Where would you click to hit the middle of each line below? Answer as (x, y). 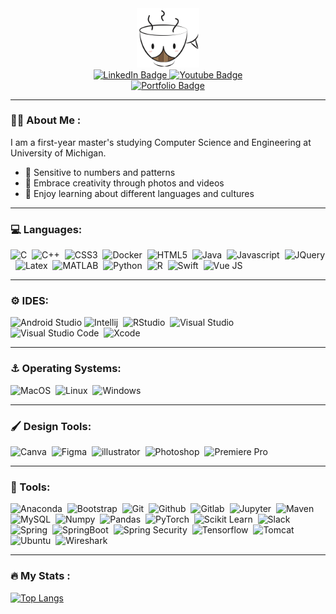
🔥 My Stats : (40, 576)
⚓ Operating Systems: (66, 369)
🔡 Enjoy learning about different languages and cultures (139, 193)
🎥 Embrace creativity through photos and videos (124, 183)
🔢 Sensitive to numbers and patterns (100, 172)
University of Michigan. (58, 153)
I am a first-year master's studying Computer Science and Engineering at (161, 142)
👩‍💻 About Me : (46, 120)
